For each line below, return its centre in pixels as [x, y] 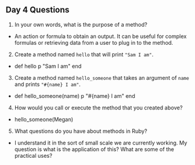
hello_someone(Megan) [44, 119]
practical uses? [33, 155]
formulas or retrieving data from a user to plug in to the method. [94, 42]
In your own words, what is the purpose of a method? [81, 24]
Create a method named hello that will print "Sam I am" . [84, 54]
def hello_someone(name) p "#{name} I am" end [75, 95]
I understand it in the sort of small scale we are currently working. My [101, 143]
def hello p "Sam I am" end [48, 66]
